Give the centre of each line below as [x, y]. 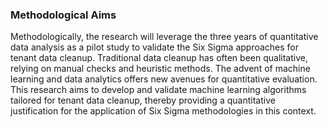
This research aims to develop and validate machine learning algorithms [158, 90]
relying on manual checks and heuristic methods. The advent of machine [160, 69]
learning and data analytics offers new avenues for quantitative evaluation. [164, 79]
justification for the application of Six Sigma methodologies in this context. [163, 111]
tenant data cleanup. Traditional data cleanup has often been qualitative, [159, 58]
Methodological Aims [63, 15]
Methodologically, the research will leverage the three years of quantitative [164, 37]
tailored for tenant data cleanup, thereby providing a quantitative [143, 100]
